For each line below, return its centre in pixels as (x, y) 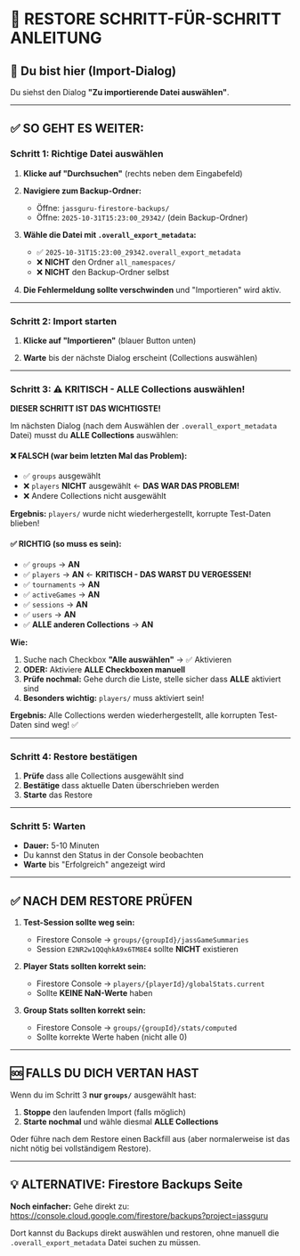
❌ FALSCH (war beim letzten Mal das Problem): (99, 455)
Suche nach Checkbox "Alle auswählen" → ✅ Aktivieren (127, 659)
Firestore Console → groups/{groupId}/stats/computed (137, 1028)
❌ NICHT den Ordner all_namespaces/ (106, 262)
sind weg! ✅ (56, 724)
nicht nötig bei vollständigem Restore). (81, 1148)
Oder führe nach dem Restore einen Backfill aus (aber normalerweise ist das (150, 1138)
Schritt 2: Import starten (64, 321)
